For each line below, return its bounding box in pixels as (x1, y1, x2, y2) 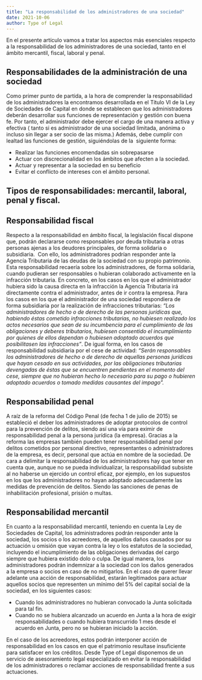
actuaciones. (6, 668, 39, 676)
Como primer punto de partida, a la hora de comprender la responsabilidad (6, 92, 193, 100)
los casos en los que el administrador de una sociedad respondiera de (6, 296, 181, 303)
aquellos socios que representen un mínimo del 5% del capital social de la (6, 580, 191, 588)
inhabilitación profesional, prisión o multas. (6, 489, 113, 497)
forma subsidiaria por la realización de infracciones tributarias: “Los (6, 302, 175, 310)
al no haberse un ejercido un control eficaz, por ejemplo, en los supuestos (6, 470, 191, 477)
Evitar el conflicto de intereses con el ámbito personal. (14, 168, 151, 176)
